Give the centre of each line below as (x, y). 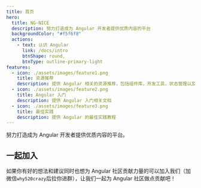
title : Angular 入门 (42, 95)
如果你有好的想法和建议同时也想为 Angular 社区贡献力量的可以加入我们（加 (99, 171)
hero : (13, 17)
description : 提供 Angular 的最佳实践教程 (67, 117)
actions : (22, 39)
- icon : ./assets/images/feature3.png (60, 106)
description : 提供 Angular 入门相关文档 (64, 100)
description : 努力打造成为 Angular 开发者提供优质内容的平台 (81, 28)
